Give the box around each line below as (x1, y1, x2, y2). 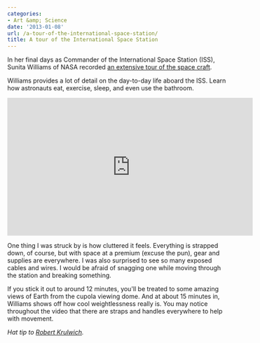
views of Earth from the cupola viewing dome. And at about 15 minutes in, (7, 292, 220, 301)
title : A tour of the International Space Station (7, 36, 158, 43)
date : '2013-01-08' (7, 23, 64, 30)
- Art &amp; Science (7, 17, 68, 24)
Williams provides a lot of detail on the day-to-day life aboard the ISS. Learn (7, 76, 226, 85)
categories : (7, 10, 42, 17)
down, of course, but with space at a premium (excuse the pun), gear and (7, 249, 220, 258)
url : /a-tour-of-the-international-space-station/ (7, 29, 158, 37)
